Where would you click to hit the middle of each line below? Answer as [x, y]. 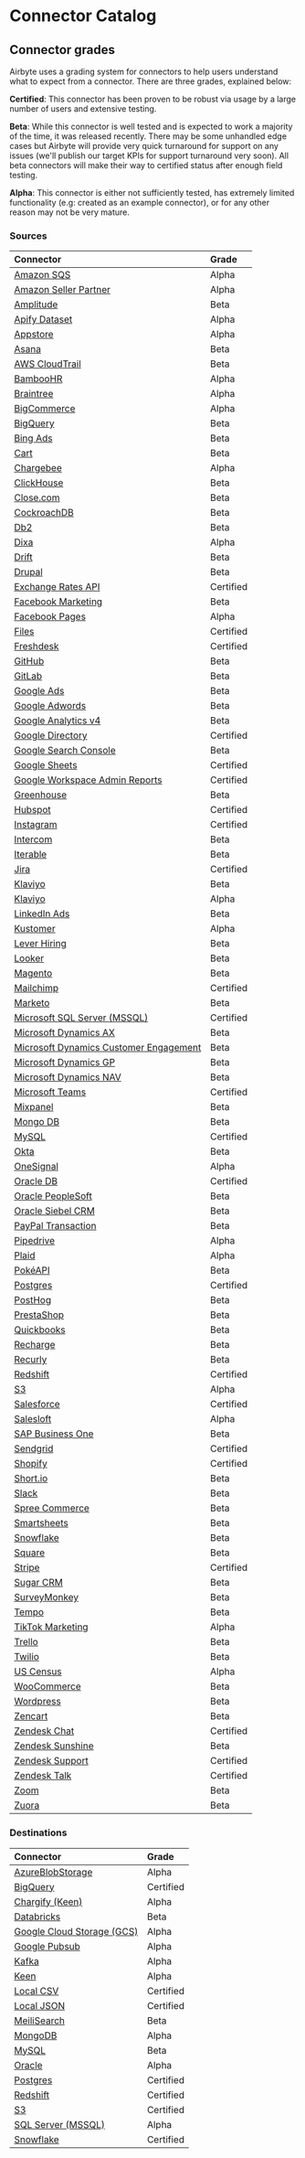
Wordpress [37, 1702]
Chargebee [38, 468]
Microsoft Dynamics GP [65, 1063]
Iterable [31, 854]
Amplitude [36, 304]
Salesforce [37, 1405]
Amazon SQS [42, 275]
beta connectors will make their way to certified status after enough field [146, 165]
